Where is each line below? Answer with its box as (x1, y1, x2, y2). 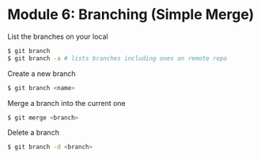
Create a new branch (7, 69, 76, 78)
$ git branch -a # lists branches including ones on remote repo (7, 54, 227, 62)
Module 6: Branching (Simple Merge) (7, 6, 255, 24)
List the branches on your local (7, 32, 108, 41)
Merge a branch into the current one (7, 98, 126, 108)
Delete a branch (7, 128, 60, 138)
